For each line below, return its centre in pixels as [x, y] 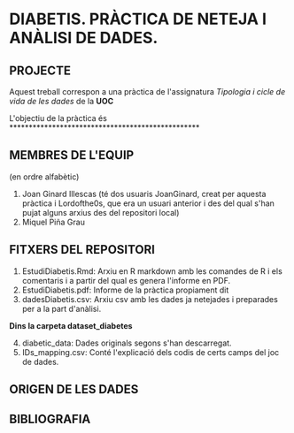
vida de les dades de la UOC [62, 101]
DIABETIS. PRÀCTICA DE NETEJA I [138, 19]
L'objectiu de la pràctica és [58, 118]
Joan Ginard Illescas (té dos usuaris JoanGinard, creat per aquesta [144, 194]
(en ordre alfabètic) [44, 177]
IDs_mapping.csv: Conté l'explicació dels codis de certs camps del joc [151, 352]
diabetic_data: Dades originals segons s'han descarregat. [127, 343]
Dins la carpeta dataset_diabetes [71, 325]
